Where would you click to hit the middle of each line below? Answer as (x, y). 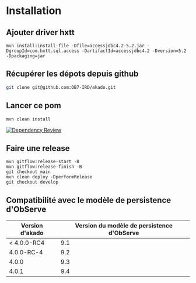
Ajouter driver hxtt (40, 32)
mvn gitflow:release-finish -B (44, 167)
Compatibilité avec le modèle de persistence (89, 200)
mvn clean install (28, 119)
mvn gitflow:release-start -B (43, 162)
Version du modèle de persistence (124, 226)
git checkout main (28, 172)
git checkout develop (32, 182)
